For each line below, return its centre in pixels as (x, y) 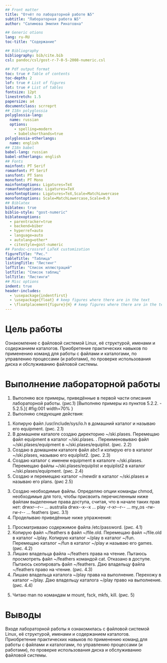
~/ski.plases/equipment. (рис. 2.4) (48, 471)
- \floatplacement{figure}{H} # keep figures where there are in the (83, 305)
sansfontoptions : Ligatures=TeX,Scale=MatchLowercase (62, 194)
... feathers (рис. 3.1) (47, 512)
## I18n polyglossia (27, 111)
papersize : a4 (20, 101)
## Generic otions (24, 33)
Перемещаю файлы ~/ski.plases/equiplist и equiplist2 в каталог (79, 466)
